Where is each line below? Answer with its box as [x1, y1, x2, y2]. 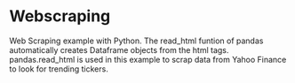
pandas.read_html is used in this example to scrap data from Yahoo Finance [9, 54, 287, 64]
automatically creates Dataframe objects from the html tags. [9, 44, 229, 55]
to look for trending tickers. [9, 64, 108, 74]
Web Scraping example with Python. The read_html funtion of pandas [9, 35, 264, 46]
